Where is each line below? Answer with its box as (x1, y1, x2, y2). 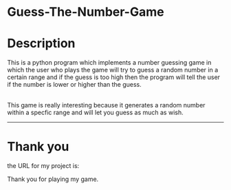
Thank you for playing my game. (7, 175, 99, 183)
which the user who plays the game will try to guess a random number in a (7, 66, 219, 74)
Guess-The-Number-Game (7, 4, 164, 20)
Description (7, 36, 76, 52)
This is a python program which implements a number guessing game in (7, 59, 212, 67)
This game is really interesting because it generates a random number (7, 101, 206, 109)
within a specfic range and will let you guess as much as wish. (7, 108, 184, 117)
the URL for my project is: (7, 162, 80, 170)
